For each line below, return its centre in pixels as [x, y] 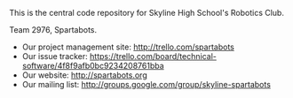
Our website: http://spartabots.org [85, 75]
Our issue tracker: [55, 56]
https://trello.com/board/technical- [154, 56]
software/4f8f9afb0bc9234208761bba [93, 66]
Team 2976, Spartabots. [53, 30]
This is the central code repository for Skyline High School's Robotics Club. [146, 13]
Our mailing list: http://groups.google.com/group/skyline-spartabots [146, 84]
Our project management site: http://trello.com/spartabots [128, 47]
